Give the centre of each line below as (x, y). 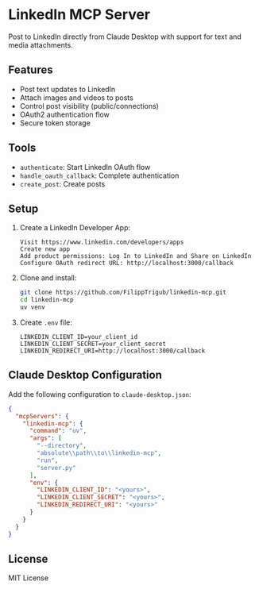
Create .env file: (46, 322)
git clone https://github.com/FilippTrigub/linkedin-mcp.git (123, 293)
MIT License (29, 578)
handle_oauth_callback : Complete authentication (99, 175)
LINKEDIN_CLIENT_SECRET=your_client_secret (93, 344)
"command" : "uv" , (58, 431)
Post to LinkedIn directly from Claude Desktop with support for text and (125, 37)
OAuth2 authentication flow (64, 114)
